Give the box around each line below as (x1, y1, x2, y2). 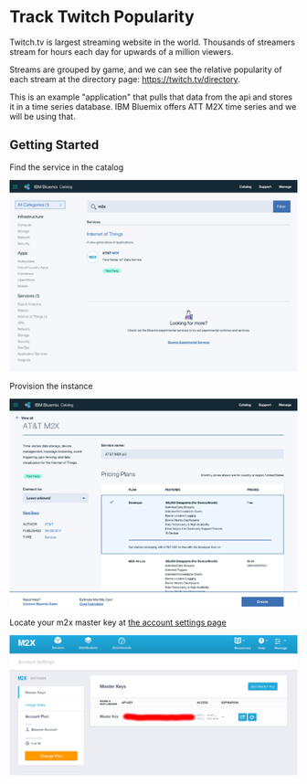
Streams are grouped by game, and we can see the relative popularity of (9, 64, 282, 75)
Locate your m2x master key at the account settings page (9, 617, 227, 628)
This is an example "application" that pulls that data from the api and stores (9, 91, 293, 102)
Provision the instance (9, 380, 93, 391)
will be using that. (9, 111, 76, 122)
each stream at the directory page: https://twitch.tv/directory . (9, 73, 240, 84)
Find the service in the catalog (9, 162, 124, 173)
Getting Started (9, 137, 100, 153)
